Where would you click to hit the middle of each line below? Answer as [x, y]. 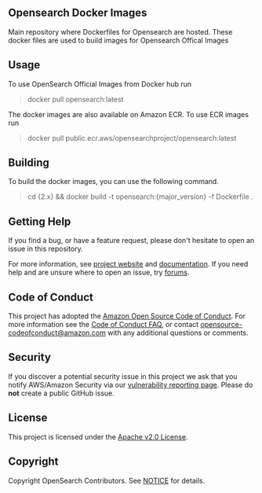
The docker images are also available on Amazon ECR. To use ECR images [129, 114]
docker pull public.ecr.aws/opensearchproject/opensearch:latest [132, 138]
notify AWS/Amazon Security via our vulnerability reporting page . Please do [131, 384]
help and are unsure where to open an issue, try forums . [99, 272]
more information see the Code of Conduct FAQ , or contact [104, 325]
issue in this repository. [46, 249]
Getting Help [40, 221]
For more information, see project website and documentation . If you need [128, 264]
